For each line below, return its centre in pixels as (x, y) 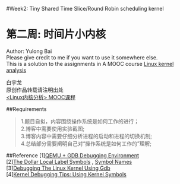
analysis (16, 70)
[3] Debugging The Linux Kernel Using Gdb (59, 168)
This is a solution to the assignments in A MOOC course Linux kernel (90, 64)
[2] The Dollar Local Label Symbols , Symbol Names (69, 161)
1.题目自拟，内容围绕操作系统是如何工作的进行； (80, 121)
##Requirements (26, 109)
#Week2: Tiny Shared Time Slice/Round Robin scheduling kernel (85, 9)
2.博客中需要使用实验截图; (53, 129)
